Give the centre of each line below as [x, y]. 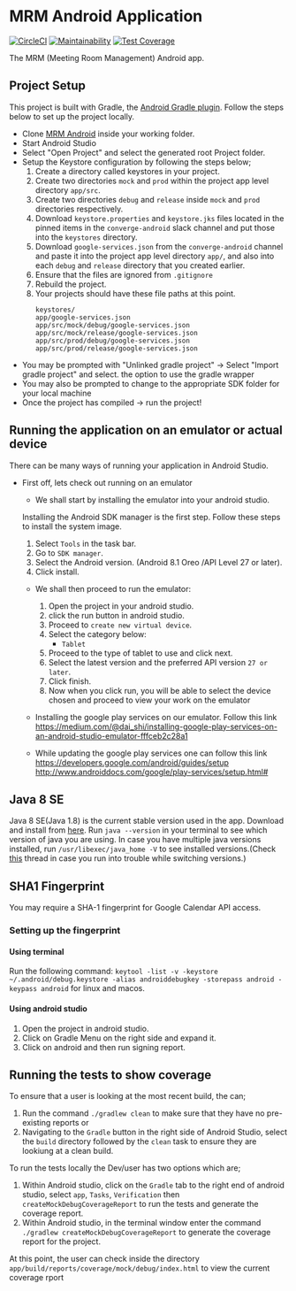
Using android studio [49, 1008]
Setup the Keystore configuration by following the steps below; [137, 162]
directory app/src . [68, 190]
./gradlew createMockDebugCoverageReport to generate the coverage [146, 1233]
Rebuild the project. [71, 284]
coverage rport [37, 1278]
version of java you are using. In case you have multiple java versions [135, 840]
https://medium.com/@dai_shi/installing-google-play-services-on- [156, 726]
